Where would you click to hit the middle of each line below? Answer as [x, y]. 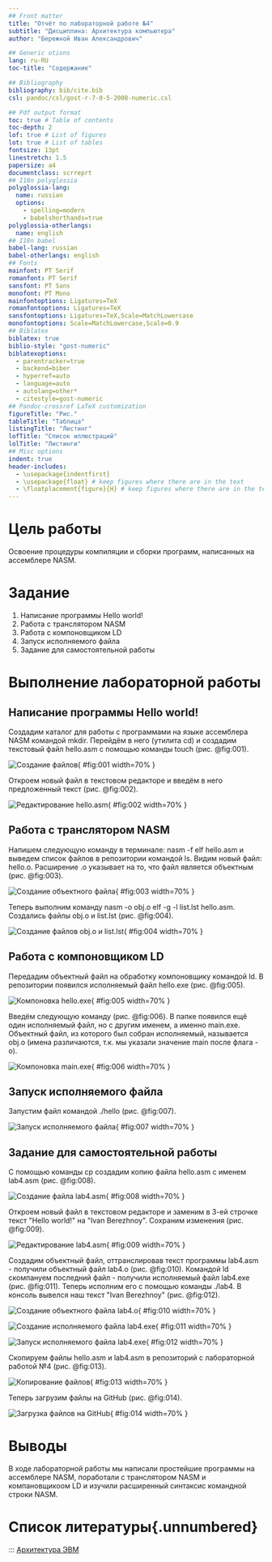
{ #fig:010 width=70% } [177, 1311]
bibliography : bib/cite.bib [56, 90]
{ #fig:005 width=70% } [131, 1001]
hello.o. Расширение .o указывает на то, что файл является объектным [131, 867]
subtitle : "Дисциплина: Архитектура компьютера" [92, 31]
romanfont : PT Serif [43, 278]
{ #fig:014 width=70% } [149, 1414]
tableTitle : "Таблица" [47, 421]
